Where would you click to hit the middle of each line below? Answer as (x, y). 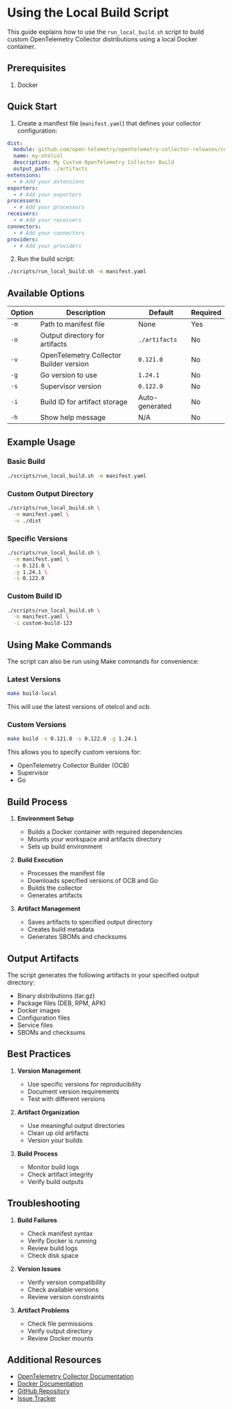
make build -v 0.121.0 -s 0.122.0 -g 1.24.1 (72, 739)
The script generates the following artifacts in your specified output (103, 975)
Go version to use (69, 376)
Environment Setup (46, 819)
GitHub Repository (43, 1391)
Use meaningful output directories (76, 1125)
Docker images (39, 1010)
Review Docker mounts (60, 1338)
